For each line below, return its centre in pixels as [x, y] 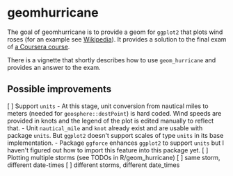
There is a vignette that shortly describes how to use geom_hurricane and [112, 60]
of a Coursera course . [39, 46]
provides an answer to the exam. [54, 67]
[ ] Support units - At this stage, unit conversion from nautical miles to [108, 106]
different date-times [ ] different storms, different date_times [94, 165]
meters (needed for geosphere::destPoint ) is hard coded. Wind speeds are [114, 113]
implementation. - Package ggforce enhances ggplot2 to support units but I [116, 143]
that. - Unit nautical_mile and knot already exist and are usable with [105, 128]
